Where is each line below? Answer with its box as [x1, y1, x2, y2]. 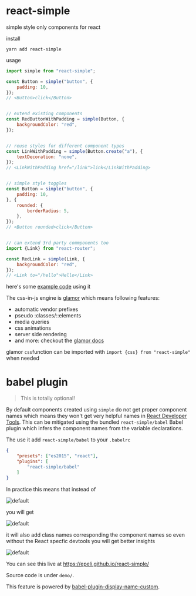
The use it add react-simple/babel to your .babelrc [6, 436, 131, 443]
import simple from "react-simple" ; [6, 68, 96, 74]
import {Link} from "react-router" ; [6, 245, 96, 251]
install [6, 35, 21, 42]
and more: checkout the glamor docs [14, 337, 104, 344]
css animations [14, 324, 52, 332]
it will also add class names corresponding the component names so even [6, 531, 185, 538]
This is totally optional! [20, 395, 75, 402]
